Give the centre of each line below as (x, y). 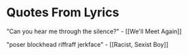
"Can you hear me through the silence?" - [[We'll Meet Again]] (94, 31)
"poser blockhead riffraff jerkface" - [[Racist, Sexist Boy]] (88, 44)
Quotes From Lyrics (63, 13)
